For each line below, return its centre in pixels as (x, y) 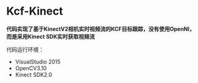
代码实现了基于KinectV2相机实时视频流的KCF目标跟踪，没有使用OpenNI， (101, 29)
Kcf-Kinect (35, 11)
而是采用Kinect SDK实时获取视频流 (51, 36)
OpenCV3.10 (31, 68)
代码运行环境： (25, 49)
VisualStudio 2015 (38, 62)
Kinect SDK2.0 (34, 74)
